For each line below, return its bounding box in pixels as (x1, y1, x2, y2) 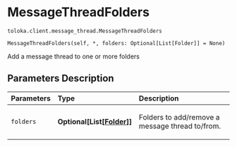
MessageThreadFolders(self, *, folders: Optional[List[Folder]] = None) (7, 39, 226, 46)
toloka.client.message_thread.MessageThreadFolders (7, 27, 162, 34)
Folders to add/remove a (138, 112, 220, 122)
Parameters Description (7, 72, 114, 84)
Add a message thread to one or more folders (7, 52, 140, 60)
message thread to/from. (138, 121, 221, 131)
